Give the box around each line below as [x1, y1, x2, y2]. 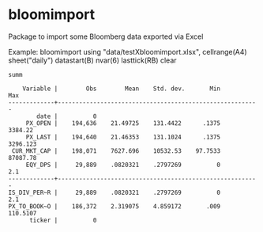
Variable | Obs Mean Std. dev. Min [22, 85, 221, 93]
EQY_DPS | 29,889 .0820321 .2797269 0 [25, 161, 221, 169]
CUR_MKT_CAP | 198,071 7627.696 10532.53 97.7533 [11, 146, 221, 155]
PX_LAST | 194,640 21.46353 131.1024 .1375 [25, 133, 221, 141]
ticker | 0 [28, 216, 97, 224]
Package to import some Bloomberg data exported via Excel [8, 32, 204, 41]
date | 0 [36, 112, 97, 120]
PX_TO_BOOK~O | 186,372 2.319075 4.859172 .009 [8, 202, 221, 211]
